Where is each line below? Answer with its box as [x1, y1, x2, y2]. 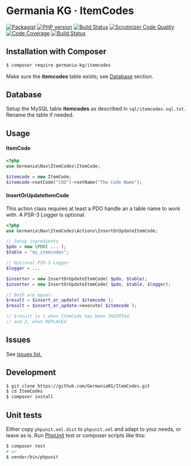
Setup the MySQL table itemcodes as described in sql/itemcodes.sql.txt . [6, 105, 186, 112]
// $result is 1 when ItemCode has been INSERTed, [6, 313, 132, 320]
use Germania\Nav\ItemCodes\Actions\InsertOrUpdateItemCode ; [6, 228, 158, 234]
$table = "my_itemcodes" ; [6, 249, 69, 255]
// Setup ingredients [6, 238, 59, 244]
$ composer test [6, 443, 46, 449]
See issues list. [6, 350, 42, 358]
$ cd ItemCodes [6, 388, 43, 395]
